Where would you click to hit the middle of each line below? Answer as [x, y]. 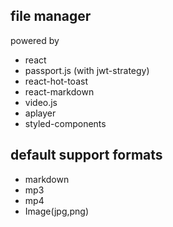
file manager [51, 16]
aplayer [40, 113]
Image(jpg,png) [57, 211]
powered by [35, 40]
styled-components [65, 123]
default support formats [86, 155]
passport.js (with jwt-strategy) [87, 70]
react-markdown [59, 91]
